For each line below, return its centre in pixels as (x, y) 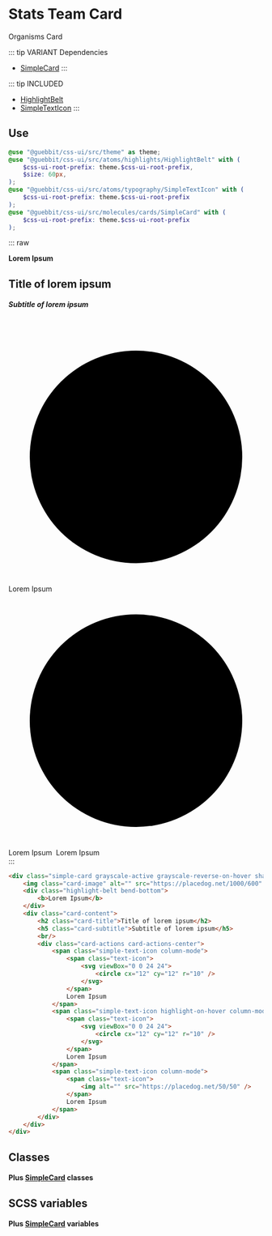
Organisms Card (36, 36)
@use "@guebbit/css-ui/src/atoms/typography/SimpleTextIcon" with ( (126, 190)
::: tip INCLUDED (36, 83)
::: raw (19, 243)
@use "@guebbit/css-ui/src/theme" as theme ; (85, 152)
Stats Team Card (66, 14)
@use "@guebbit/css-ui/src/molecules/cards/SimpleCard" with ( (117, 212)
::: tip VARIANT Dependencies (58, 52)
